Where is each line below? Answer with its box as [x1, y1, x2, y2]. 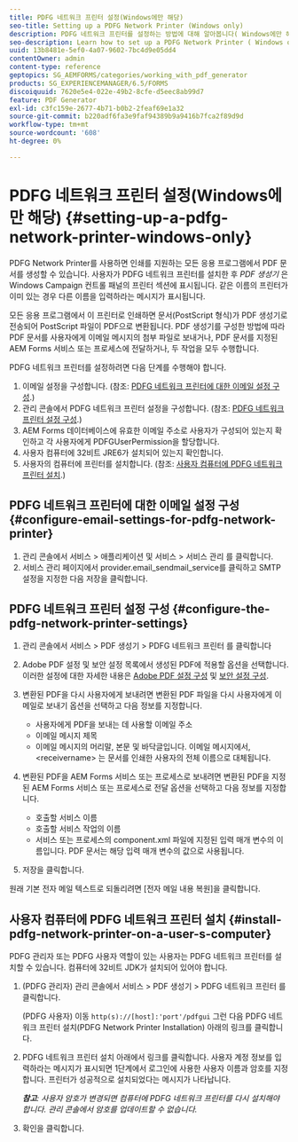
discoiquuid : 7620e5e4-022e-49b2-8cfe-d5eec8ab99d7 [9, 87, 204, 96]
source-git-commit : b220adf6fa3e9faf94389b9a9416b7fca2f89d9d [9, 112, 244, 121]
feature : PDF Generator [9, 95, 98, 105]
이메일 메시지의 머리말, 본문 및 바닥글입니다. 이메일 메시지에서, [35, 742, 251, 752]
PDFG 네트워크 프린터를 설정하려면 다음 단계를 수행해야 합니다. [9, 361, 227, 373]
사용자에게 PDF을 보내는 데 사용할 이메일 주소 [35, 720, 193, 730]
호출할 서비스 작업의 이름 [35, 823, 122, 834]
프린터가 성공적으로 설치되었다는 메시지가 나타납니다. [48, 1075, 231, 1085]
